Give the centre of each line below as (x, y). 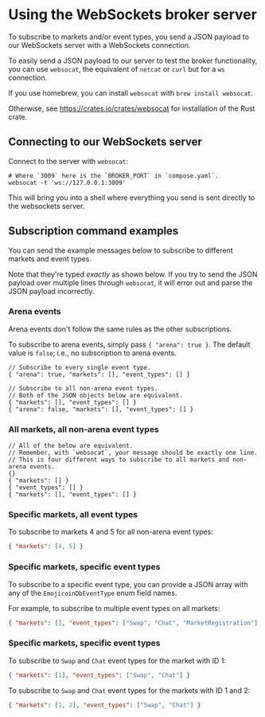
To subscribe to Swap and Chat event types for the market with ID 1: (117, 660)
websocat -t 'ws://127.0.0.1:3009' (67, 182)
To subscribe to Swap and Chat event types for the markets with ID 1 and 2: (129, 690)
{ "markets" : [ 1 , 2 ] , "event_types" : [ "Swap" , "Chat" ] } (105, 705)
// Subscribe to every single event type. (80, 367)
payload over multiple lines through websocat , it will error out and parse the (131, 282)
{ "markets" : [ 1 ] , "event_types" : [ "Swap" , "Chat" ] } (99, 675)
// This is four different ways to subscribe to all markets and (119, 460)
